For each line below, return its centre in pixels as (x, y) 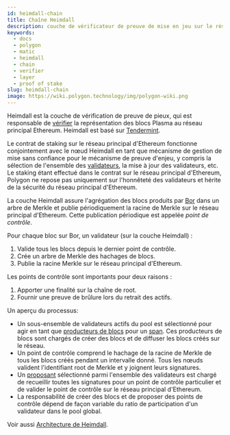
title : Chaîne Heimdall (41, 20)
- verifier (29, 71)
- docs (23, 39)
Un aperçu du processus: (43, 310)
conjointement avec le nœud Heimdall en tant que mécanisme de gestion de (115, 151)
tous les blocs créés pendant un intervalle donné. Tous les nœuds (110, 360)
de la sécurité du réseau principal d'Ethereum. (72, 187)
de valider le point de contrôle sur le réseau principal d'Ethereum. (109, 389)
